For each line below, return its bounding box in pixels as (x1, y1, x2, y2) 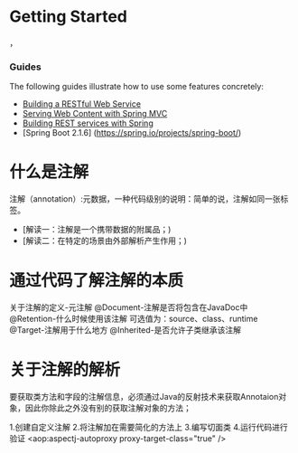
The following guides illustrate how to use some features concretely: (9, 81, 265, 92)
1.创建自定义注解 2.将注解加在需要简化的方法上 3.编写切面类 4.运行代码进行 (9, 422, 289, 433)
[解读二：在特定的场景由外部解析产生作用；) (22, 235, 188, 246)
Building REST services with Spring (22, 118, 154, 128)
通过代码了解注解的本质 (9, 270, 184, 291)
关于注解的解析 (9, 360, 121, 381)
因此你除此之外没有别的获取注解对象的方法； (24, 402, 191, 413)
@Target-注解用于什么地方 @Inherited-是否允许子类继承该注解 (9, 325, 242, 335)
